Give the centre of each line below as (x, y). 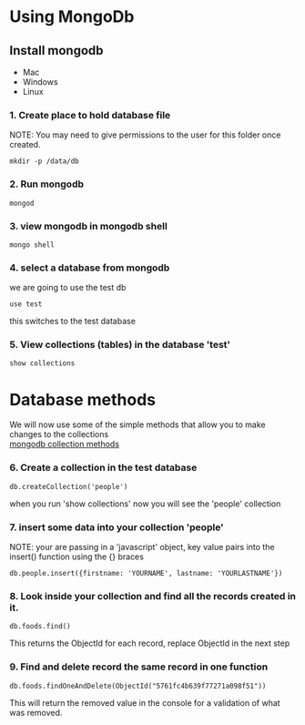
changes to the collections (59, 434)
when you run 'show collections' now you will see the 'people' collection (145, 504)
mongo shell (32, 245)
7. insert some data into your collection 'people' (117, 527)
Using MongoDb (72, 17)
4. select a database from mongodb (90, 268)
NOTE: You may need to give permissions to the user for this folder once (145, 135)
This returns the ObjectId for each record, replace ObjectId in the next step (150, 643)
